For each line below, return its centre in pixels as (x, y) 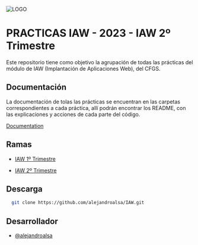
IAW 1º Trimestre (35, 159)
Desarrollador (32, 221)
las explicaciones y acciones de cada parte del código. (73, 114)
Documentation (25, 125)
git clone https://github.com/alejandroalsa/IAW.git (78, 203)
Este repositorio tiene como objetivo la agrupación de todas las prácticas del (100, 62)
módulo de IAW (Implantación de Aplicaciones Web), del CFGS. (83, 68)
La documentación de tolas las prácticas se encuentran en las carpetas (93, 102)
